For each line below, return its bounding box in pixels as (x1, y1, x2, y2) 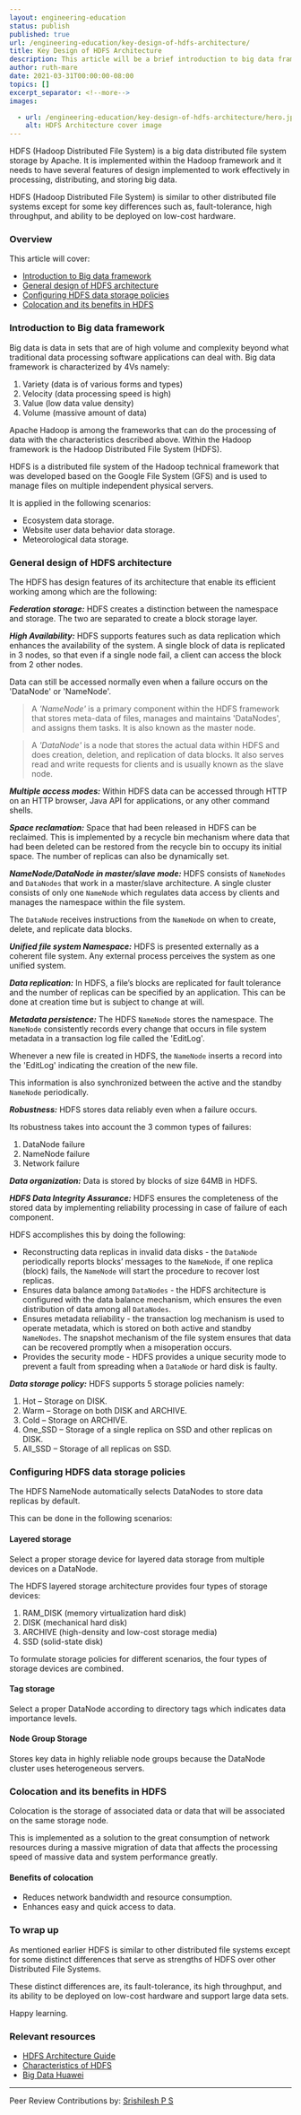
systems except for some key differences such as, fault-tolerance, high (9, 201, 272, 212)
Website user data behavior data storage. (21, 524, 176, 535)
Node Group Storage (9, 1733, 88, 1745)
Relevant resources (9, 2030, 96, 2042)
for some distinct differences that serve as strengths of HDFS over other (9, 1954, 276, 1964)
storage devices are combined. (9, 1663, 124, 1674)
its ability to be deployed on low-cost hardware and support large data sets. (9, 1990, 289, 2001)
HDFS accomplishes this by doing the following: (9, 1230, 186, 1240)
